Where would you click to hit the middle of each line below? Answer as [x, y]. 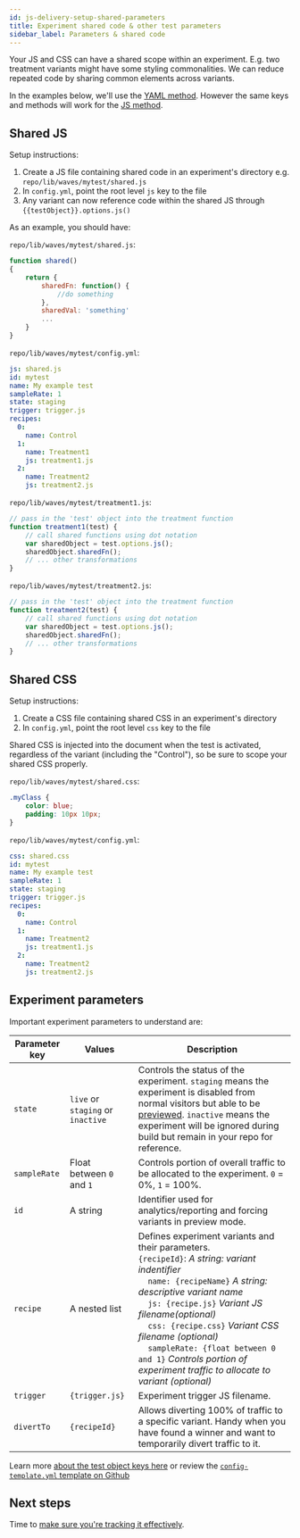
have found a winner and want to [207, 1432]
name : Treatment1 [58, 452]
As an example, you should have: [70, 228]
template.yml [33, 1476]
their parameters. [174, 1247]
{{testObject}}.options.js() [76, 211]
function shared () [43, 261]
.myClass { [29, 798]
